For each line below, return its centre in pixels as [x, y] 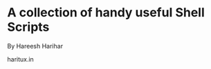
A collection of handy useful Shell [106, 13]
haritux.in [21, 59]
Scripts [28, 27]
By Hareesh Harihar [35, 46]
